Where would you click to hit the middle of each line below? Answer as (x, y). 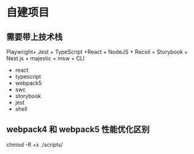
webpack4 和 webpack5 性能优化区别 (78, 129)
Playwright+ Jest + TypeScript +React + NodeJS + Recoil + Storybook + (97, 52)
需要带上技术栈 (34, 37)
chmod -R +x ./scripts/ (35, 144)
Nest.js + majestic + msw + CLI (45, 58)
